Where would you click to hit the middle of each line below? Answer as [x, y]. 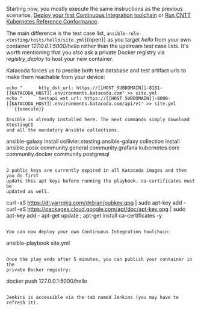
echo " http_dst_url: [40, 88]
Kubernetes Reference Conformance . [53, 21]
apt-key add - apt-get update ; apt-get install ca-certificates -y [84, 215]
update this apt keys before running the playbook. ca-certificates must [101, 181]
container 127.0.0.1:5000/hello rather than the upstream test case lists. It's [97, 46]
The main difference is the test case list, [56, 33]
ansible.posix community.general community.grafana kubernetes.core [93, 148]
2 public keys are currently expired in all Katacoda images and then [97, 171]
